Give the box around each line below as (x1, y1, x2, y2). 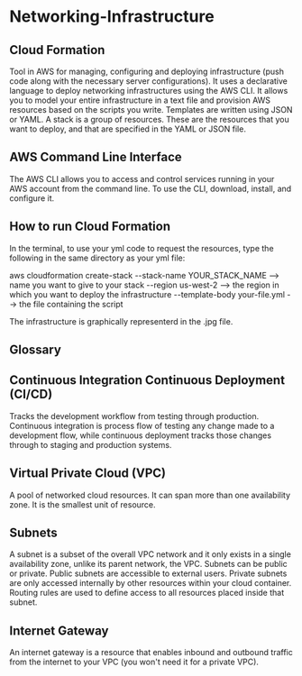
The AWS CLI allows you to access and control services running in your (9, 173, 275, 184)
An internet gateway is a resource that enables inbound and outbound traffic (9, 647, 293, 658)
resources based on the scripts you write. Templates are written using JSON (9, 105, 293, 114)
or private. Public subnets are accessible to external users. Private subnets (9, 568, 288, 579)
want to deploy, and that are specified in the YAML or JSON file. (9, 123, 246, 134)
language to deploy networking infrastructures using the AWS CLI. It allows (9, 86, 288, 96)
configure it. (9, 192, 55, 204)
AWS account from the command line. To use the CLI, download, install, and (9, 183, 292, 194)
